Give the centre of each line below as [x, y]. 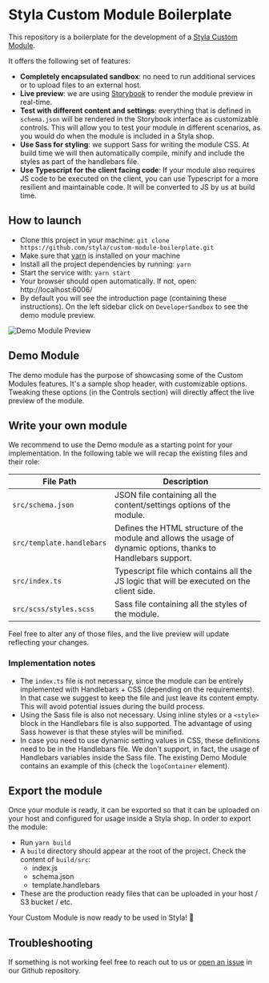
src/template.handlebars [60, 543]
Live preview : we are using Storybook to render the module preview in [137, 93]
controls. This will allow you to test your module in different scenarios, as [140, 127]
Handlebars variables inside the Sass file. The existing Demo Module [133, 757]
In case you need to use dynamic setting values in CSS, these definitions [140, 740]
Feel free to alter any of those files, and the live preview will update [119, 634]
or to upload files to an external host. [80, 85]
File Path [60, 482]
